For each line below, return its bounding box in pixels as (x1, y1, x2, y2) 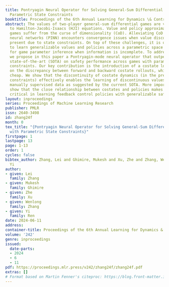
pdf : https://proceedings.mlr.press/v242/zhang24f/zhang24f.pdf (5, 265, 143, 270)
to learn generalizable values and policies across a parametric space (10, 45, 163, 50)
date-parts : (10, 246, 35, 251)
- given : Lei (5, 171, 33, 176)
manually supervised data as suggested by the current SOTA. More (10, 82, 152, 87)
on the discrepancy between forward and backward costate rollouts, (10, 68, 156, 74)
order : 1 (5, 148, 24, 153)
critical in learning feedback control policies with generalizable (10, 92, 156, 97)
